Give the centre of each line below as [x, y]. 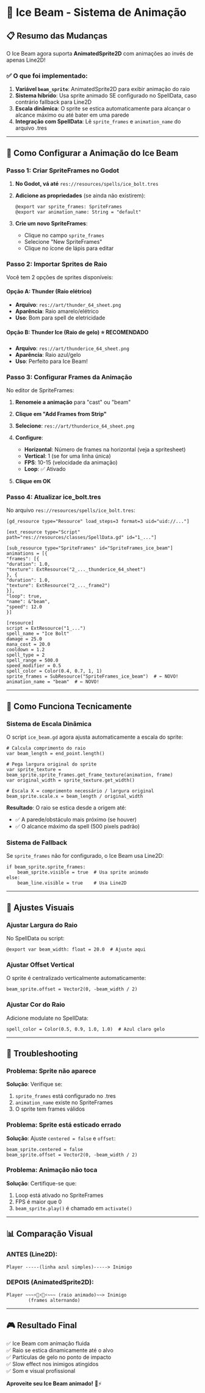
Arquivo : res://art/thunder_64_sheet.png [68, 305]
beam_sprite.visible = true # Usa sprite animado [83, 872]
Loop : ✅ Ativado [45, 469]
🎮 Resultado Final [42, 1325]
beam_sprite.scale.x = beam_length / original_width [75, 796]
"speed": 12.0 [24, 607]
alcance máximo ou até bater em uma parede [72, 115]
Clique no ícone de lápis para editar [69, 248]
